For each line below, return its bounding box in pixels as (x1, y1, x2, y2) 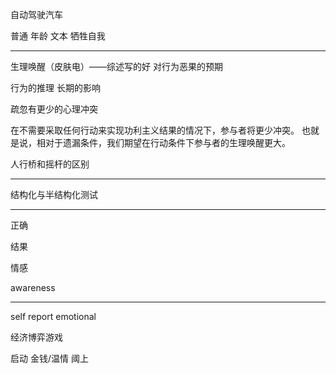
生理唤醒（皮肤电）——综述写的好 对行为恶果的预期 (10, 61, 223, 72)
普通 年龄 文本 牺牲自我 (10, 30, 106, 42)
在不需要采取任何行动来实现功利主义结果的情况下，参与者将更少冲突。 (10, 124, 300, 136)
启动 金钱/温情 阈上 (10, 353, 89, 364)
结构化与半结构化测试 (10, 189, 98, 200)
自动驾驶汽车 (10, 9, 63, 20)
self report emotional (10, 311, 97, 322)
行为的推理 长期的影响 (10, 82, 101, 93)
